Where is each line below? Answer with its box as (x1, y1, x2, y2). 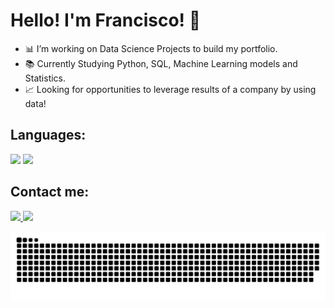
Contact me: (10, 184, 90, 201)
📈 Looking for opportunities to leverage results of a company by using (24, 83, 317, 95)
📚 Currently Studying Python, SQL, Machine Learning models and (24, 57, 298, 69)
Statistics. (24, 72, 67, 84)
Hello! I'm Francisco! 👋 (10, 9, 202, 32)
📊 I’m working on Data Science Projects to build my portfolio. (24, 42, 278, 54)
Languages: (10, 127, 87, 144)
